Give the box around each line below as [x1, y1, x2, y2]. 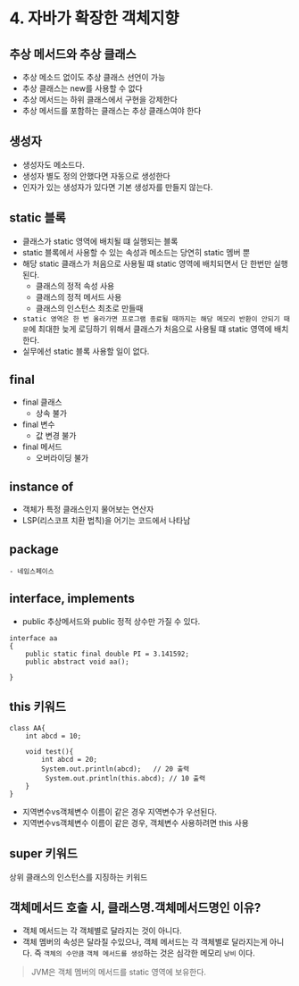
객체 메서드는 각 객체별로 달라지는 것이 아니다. [21, 925, 183, 936]
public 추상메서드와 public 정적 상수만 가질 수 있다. [21, 615, 201, 626]
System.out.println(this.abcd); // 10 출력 [45, 773, 206, 782]
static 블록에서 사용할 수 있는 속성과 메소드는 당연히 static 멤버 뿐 [21, 246, 251, 257]
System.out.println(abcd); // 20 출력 [41, 765, 190, 773]
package [9, 541, 60, 556]
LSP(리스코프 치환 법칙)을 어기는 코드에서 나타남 [21, 515, 191, 526]
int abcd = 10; [25, 731, 82, 740]
